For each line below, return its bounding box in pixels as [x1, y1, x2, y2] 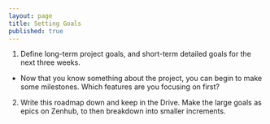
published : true [8, 27, 63, 35]
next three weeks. [20, 58, 81, 67]
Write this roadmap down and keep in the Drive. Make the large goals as [20, 98, 262, 108]
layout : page [8, 11, 53, 20]
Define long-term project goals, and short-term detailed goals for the [20, 49, 252, 59]
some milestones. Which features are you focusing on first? [20, 82, 220, 92]
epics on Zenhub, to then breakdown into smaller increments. [20, 106, 226, 116]
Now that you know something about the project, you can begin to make [20, 74, 263, 83]
